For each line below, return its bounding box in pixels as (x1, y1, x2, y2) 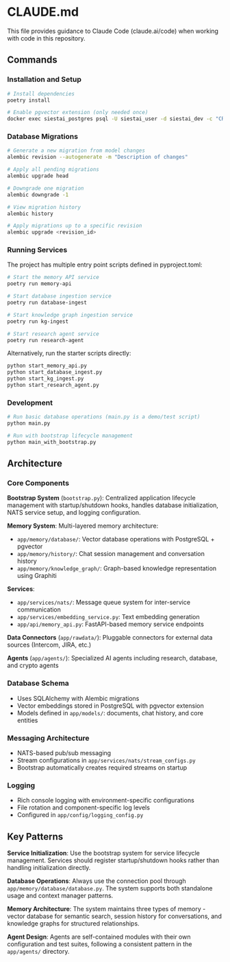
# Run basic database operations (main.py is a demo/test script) (7, 414, 201, 421)
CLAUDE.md (7, 4, 79, 20)
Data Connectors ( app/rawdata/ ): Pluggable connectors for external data (7, 634, 213, 642)
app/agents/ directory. (7, 948, 70, 956)
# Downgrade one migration (7, 185, 84, 192)
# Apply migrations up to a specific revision (7, 223, 142, 230)
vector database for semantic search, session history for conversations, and (7, 912, 222, 921)
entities (16, 716, 38, 724)
